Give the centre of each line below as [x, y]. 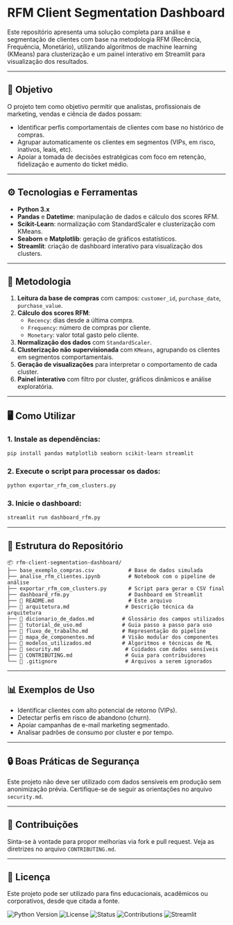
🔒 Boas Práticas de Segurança [74, 762]
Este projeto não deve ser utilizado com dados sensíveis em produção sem [114, 781]
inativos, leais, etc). [45, 149]
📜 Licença [29, 877]
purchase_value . [40, 306]
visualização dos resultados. [48, 61]
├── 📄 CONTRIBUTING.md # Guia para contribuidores [107, 656]
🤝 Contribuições [43, 825]
